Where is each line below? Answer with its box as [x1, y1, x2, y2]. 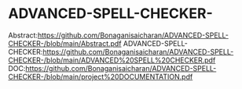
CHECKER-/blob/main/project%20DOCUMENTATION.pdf [8, 72, 193, 81]
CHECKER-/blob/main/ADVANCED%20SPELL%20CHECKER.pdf [8, 55, 216, 65]
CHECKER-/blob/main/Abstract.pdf [8, 38, 122, 48]
